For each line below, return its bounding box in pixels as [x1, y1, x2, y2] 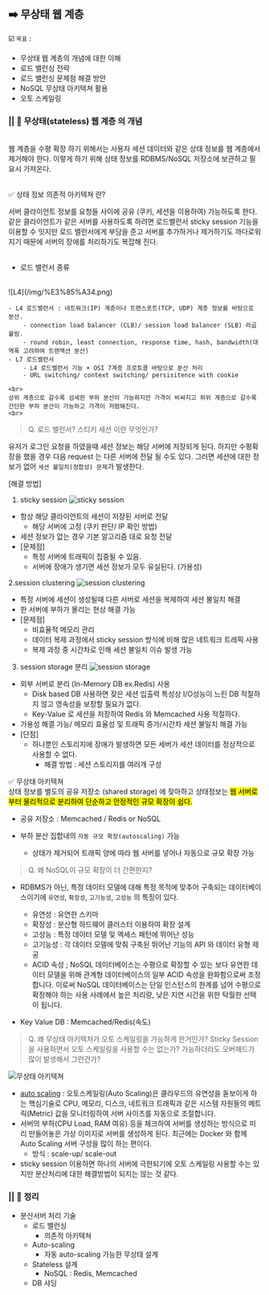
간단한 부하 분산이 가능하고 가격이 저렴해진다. [8, 402, 141, 410]
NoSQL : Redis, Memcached [43, 1268, 138, 1278]
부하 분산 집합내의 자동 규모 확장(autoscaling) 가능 [19, 831, 181, 841]
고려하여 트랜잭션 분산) [22, 347, 89, 356]
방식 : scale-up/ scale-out [31, 1149, 117, 1159]
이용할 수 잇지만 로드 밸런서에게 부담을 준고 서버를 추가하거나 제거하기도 [8, 227, 234, 237]
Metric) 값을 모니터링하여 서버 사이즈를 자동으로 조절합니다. [29, 1109, 216, 1119]
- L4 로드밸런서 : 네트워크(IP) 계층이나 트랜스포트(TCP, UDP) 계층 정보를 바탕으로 [8, 304, 255, 312]
